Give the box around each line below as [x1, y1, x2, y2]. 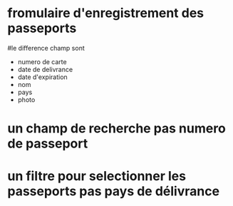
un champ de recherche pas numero [7, 120, 226, 137]
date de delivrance [17, 65, 73, 73]
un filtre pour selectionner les [7, 168, 187, 185]
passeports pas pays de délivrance [7, 183, 219, 200]
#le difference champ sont [7, 43, 86, 52]
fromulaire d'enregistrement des [7, 5, 204, 21]
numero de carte [17, 57, 67, 66]
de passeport [7, 135, 88, 152]
